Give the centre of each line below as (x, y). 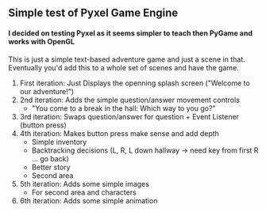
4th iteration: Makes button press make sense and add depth (120, 133)
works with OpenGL (42, 41)
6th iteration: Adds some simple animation (89, 200)
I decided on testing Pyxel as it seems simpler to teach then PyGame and (130, 33)
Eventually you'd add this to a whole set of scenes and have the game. (124, 67)
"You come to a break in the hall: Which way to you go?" (123, 108)
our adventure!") (46, 91)
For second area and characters (84, 192)
